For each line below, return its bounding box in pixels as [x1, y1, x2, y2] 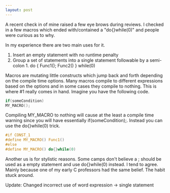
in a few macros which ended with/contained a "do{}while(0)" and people [5, 26, 159, 33]
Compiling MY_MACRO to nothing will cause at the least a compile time [5, 112, 154, 118]
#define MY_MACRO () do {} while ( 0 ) [5, 147, 76, 152]
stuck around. [5, 172, 35, 178]
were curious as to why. [5, 32, 55, 38]
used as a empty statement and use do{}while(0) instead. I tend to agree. [5, 161, 158, 167]
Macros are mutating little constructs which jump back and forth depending [5, 72, 163, 79]
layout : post [5, 7, 33, 13]
